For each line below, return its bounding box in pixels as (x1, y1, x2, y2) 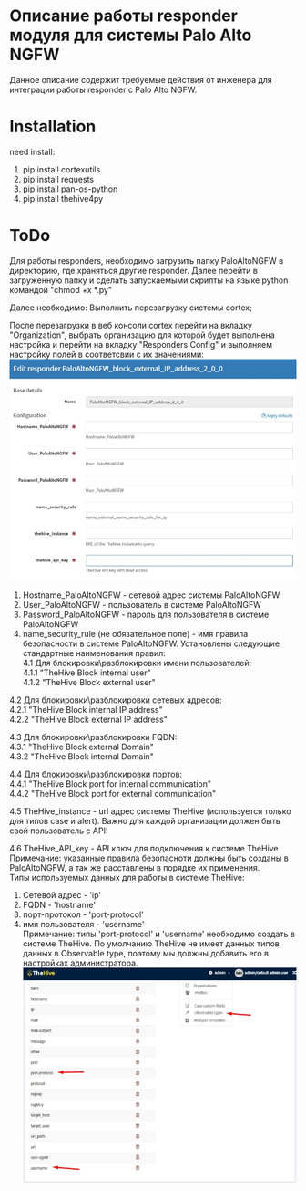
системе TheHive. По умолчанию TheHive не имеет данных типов (22, 938, 280, 949)
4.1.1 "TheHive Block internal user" (22, 667, 152, 678)
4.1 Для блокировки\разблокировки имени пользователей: (22, 658, 252, 669)
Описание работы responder (9, 5, 239, 26)
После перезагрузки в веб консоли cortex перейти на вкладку (9, 319, 253, 330)
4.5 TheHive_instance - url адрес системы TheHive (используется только (9, 806, 291, 817)
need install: (9, 146, 56, 157)
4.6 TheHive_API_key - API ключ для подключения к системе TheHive (9, 843, 280, 854)
